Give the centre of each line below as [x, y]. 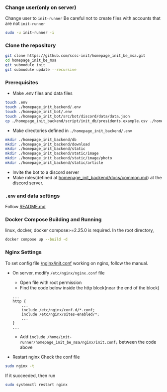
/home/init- [59, 337]
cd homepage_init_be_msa [31, 61]
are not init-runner [25, 23]
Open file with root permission [51, 282]
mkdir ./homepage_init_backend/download [48, 144]
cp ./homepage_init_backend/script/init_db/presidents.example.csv [77, 121]
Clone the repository [31, 45]
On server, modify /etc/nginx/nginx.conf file [58, 272]
